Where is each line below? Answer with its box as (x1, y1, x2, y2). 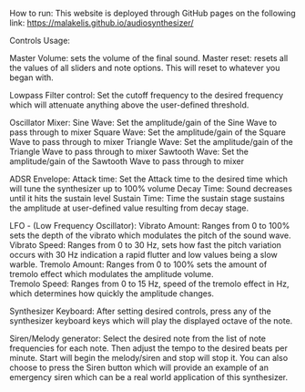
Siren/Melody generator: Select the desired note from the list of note (9, 333, 267, 344)
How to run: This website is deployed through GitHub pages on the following (9, 8, 296, 18)
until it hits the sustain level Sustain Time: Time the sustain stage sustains (9, 193, 285, 203)
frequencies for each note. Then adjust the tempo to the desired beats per (9, 343, 289, 354)
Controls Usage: (9, 36, 71, 46)
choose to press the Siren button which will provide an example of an (9, 362, 269, 373)
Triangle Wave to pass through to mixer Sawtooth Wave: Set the (9, 146, 249, 157)
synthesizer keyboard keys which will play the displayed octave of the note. (9, 315, 293, 326)
